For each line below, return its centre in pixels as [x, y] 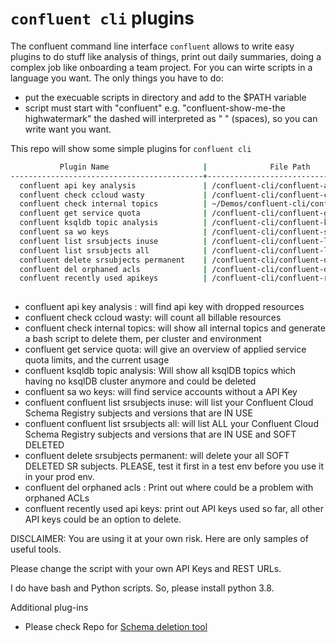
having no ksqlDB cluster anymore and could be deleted [140, 381]
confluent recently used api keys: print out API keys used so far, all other [174, 509]
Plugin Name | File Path [185, 167]
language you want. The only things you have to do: [117, 78]
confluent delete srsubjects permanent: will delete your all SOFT [157, 456]
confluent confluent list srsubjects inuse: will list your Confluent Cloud [169, 403]
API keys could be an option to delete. [103, 519]
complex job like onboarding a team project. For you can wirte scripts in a [161, 67]
